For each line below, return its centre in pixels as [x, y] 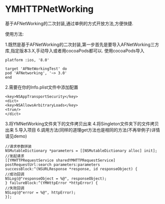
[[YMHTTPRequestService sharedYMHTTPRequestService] [60, 160]
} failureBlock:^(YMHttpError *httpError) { [51, 183]
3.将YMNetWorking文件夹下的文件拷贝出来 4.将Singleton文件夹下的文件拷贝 [82, 124]
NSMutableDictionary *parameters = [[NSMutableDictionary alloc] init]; [81, 151]
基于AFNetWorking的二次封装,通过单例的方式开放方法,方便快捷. [69, 23]
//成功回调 [15, 174]
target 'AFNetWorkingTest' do [36, 69]
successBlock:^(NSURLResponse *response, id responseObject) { [71, 169]
